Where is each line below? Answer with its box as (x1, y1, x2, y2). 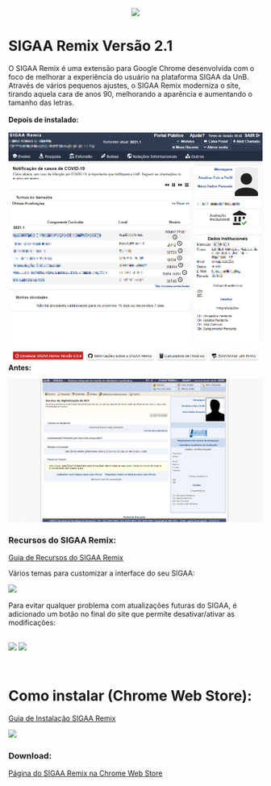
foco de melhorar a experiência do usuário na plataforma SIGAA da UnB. (8, 72, 249, 81)
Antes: (8, 363, 32, 372)
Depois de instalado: (8, 114, 79, 124)
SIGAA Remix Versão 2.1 (8, 37, 173, 56)
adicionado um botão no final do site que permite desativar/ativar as (8, 609, 236, 619)
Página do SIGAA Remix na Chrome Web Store (8, 768, 163, 778)
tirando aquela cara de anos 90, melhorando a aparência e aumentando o (8, 89, 252, 98)
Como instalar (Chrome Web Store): (8, 687, 252, 705)
